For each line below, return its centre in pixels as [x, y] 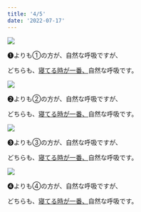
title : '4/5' [27, 14]
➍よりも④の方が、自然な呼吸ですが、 [65, 186]
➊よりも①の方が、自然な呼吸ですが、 [65, 55]
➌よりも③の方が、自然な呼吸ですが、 [65, 142]
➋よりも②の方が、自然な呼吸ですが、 [65, 99]
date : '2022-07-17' [36, 21]
